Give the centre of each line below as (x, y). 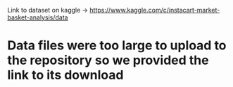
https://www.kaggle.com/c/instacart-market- (155, 10)
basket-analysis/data (38, 17)
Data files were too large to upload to (117, 46)
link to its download (65, 75)
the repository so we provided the (108, 60)
